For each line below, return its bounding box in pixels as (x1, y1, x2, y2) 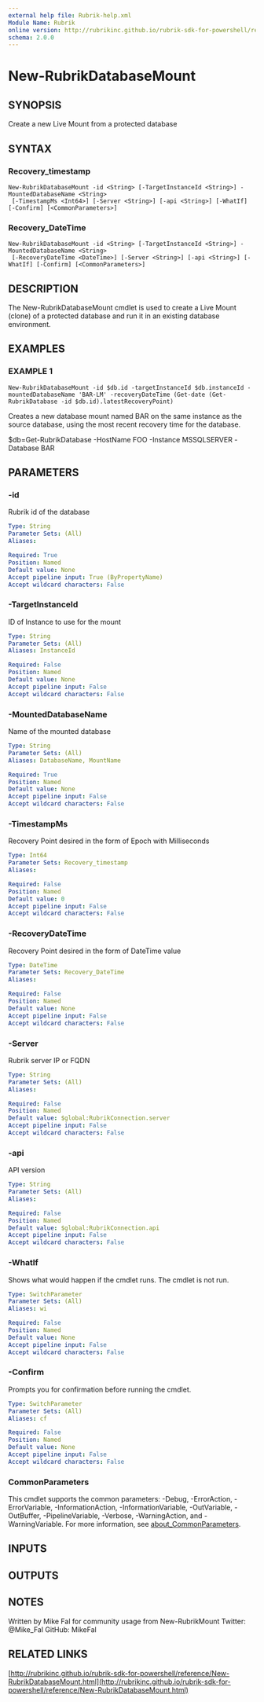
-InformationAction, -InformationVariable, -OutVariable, (54, 1502, 233, 1513)
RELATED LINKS (8, 1648, 88, 1661)
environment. (8, 320, 51, 329)
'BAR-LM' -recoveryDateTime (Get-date (78, 391, 206, 398)
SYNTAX (8, 142, 53, 156)
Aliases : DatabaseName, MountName (8, 756, 122, 765)
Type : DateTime (8, 961, 58, 969)
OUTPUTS (8, 1568, 59, 1582)
